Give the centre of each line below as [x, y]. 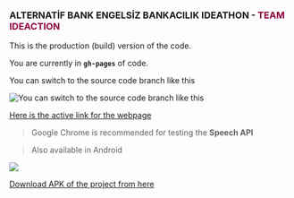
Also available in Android [77, 150]
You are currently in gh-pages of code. [79, 64]
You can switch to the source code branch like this [102, 81]
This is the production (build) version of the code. [101, 46]
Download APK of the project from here [82, 185]
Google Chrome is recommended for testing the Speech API [142, 133]
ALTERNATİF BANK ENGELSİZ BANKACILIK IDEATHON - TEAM [147, 15]
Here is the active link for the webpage [80, 116]
